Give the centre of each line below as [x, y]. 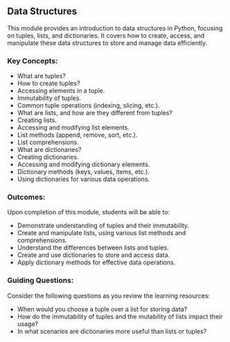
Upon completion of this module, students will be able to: [89, 212]
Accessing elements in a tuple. [61, 91]
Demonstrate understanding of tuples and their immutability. [103, 225]
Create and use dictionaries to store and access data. [94, 255]
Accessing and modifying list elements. [73, 128]
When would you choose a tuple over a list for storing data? [102, 309]
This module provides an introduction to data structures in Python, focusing [115, 28]
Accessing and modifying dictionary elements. [83, 164]
